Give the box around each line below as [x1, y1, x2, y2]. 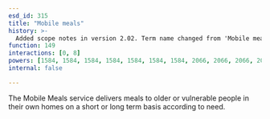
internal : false [8, 64, 63, 72]
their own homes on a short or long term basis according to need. [8, 101, 226, 111]
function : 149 [8, 42, 56, 50]
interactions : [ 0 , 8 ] [8, 49, 81, 57]
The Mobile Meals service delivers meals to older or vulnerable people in [8, 93, 249, 103]
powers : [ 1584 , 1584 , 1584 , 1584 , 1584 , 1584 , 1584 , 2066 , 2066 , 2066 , [8, 57, 254, 65]
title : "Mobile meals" [8, 19, 84, 27]
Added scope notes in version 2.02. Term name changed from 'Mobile [15, 34, 250, 43]
